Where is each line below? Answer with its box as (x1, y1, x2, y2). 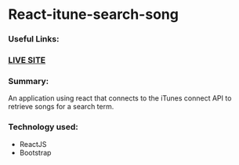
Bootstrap (19, 148, 52, 157)
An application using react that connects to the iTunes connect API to (8, 93, 232, 103)
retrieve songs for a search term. (8, 102, 114, 112)
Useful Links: (8, 34, 60, 45)
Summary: (8, 75, 49, 86)
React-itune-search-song (8, 5, 179, 24)
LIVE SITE (8, 55, 46, 66)
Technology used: (8, 122, 78, 133)
